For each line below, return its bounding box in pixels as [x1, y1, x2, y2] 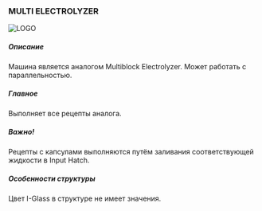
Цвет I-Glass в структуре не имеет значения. [8, 193, 162, 204]
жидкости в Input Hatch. [8, 155, 90, 165]
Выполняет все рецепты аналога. [8, 109, 122, 119]
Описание [8, 41, 44, 51]
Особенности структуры [8, 174, 96, 183]
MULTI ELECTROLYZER [8, 6, 100, 17]
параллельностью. [8, 70, 72, 80]
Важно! [8, 127, 35, 136]
